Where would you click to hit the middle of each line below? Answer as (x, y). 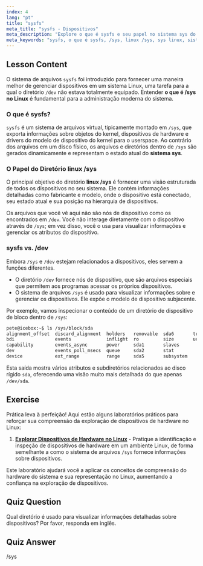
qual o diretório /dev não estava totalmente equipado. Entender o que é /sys (101, 92)
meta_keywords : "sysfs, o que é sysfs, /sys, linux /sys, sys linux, (96, 40)
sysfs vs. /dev (27, 248)
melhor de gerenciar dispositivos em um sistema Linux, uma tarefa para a (98, 85)
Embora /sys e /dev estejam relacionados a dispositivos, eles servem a (95, 261)
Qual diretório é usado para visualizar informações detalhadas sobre (92, 516)
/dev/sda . (18, 381)
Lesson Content (37, 65)
